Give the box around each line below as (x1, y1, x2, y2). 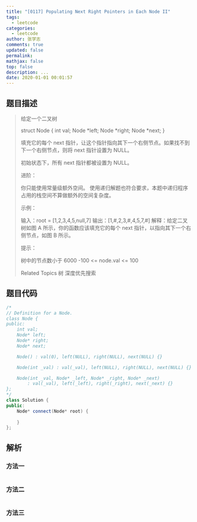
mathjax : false (6, 58, 44, 64)
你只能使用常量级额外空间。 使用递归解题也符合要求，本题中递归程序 (20, 184, 188, 191)
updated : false (6, 47, 44, 53)
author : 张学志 (6, 36, 41, 42)
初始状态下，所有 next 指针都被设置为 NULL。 (20, 159, 133, 166)
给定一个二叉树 (20, 115, 57, 122)
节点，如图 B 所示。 (25, 232, 74, 239)
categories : (6, 25, 35, 31)
